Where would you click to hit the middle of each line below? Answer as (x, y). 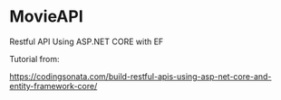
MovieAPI (46, 17)
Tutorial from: (35, 59)
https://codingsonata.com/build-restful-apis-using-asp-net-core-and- (140, 76)
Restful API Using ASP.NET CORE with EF (87, 41)
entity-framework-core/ (53, 86)
